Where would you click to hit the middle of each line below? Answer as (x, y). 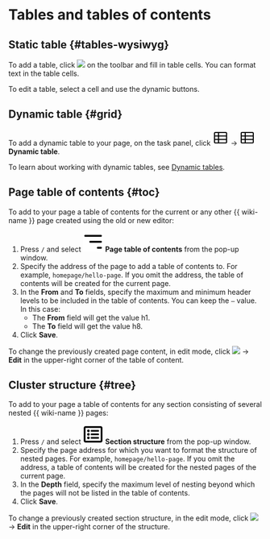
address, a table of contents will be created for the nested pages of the (138, 467)
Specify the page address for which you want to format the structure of (139, 450)
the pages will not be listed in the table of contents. (105, 493)
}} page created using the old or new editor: (102, 220)
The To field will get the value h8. (87, 326)
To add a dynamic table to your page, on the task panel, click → (123, 143)
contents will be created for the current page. (96, 283)
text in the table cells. (44, 73)
